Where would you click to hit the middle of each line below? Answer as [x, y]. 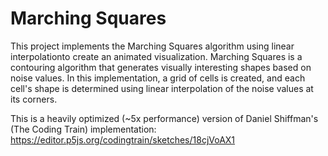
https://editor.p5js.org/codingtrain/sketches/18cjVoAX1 [123, 139]
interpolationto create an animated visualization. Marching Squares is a [156, 56]
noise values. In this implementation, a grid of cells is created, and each [158, 78]
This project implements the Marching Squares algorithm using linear [152, 46]
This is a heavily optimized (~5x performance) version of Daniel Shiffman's [164, 118]
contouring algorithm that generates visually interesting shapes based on [161, 67]
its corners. [34, 99]
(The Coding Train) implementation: [83, 129]
